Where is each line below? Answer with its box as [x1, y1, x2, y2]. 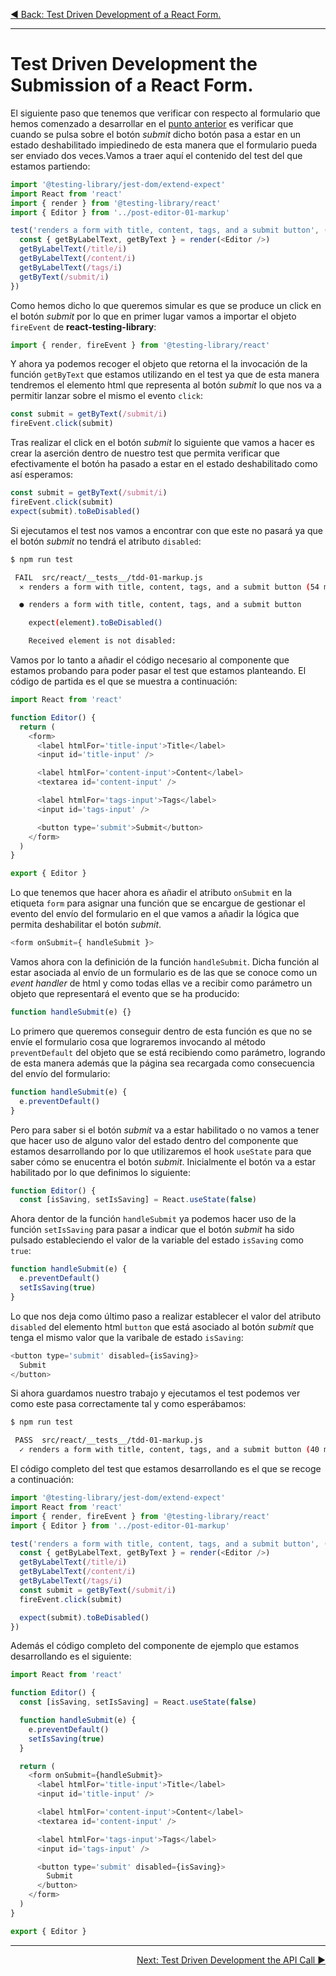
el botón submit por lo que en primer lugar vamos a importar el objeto [10, 310, 297, 322]
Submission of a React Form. [10, 74, 254, 97]
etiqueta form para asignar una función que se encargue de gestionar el [10, 897, 306, 909]
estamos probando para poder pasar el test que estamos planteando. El [10, 665, 307, 677]
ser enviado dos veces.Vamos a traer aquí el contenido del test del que [10, 149, 303, 161]
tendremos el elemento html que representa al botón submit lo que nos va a [10, 379, 322, 391]
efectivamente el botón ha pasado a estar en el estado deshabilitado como [10, 458, 318, 470]
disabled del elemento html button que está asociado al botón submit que [10, 1320, 315, 1333]
